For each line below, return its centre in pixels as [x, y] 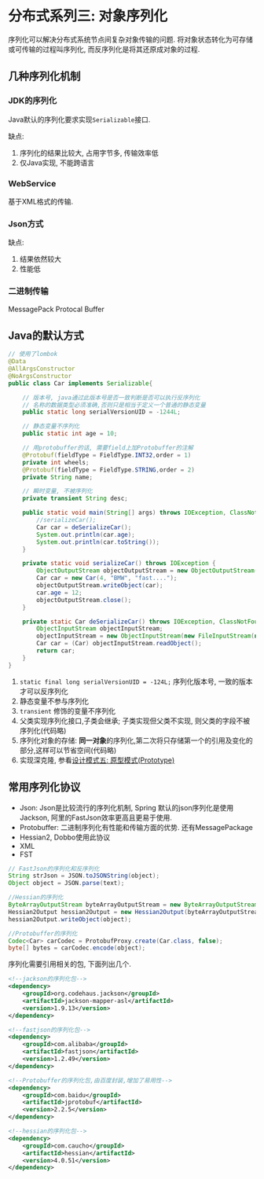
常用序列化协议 [44, 787]
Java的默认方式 [46, 335]
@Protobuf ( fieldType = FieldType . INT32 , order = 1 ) [107, 455]
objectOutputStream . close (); [84, 600]
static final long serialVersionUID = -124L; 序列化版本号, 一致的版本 [136, 681]
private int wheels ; [56, 462]
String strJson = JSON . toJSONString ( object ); [84, 876]
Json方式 [26, 223]
